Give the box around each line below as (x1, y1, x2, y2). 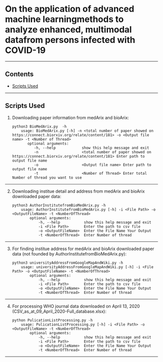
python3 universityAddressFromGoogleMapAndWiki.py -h (12, 260, 123, 265)
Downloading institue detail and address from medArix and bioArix (12, 188, 145, 194)
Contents (5, 70, 34, 78)
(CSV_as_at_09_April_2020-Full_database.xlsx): (12, 308, 107, 314)
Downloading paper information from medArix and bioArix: (12, 114, 130, 120)
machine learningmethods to (5, 14, 124, 25)
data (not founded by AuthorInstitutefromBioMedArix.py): (12, 251, 127, 256)
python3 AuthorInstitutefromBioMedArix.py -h (12, 203, 106, 208)
